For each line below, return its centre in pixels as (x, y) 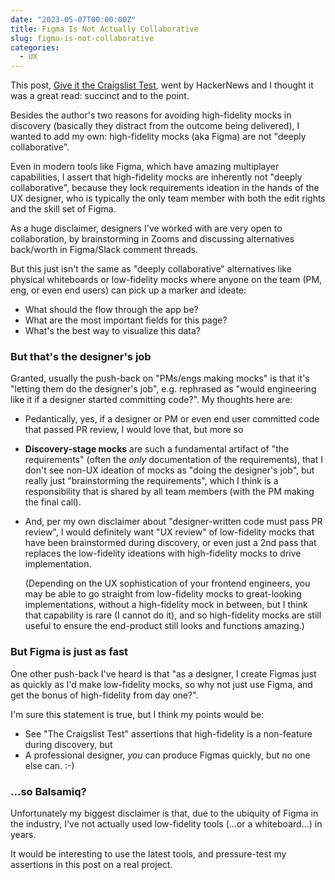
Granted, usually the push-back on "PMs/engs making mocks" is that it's (160, 378)
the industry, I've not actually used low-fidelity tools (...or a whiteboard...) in (166, 824)
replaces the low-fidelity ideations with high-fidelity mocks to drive (163, 553)
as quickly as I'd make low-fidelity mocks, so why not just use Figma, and (161, 684)
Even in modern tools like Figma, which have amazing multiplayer (145, 167)
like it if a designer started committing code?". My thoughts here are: (151, 400)
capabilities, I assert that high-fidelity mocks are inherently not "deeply (156, 177)
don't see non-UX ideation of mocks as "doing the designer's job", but (169, 470)
